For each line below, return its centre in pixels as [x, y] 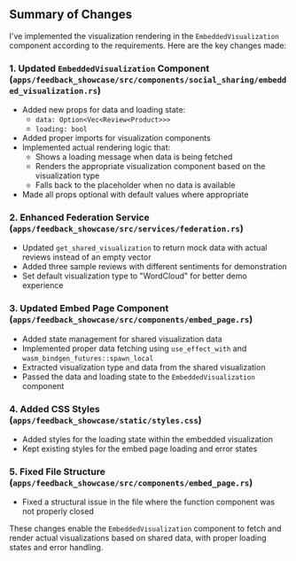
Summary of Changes [71, 15]
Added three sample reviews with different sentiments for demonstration [155, 267]
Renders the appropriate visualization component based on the [150, 167]
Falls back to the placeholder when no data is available [135, 185]
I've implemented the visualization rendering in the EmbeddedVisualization [144, 35]
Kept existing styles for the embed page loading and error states [140, 448]
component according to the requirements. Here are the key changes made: [148, 45]
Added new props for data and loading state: [104, 110]
